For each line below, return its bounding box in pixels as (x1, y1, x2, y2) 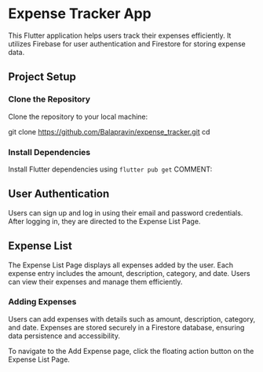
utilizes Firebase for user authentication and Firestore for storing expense (8, 39, 246, 48)
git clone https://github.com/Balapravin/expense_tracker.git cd (8, 127, 210, 136)
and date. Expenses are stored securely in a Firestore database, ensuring (8, 322, 245, 332)
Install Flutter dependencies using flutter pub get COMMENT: (8, 164, 213, 174)
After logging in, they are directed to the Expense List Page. (8, 216, 201, 226)
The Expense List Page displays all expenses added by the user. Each (8, 260, 234, 270)
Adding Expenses (8, 296, 77, 308)
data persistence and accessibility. (8, 331, 120, 341)
